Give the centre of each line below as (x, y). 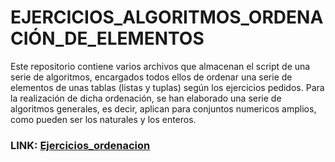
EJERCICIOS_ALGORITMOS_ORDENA (167, 17)
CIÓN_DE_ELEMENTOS (107, 38)
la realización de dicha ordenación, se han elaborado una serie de (146, 98)
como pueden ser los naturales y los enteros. (103, 119)
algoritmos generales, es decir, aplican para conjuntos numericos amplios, (163, 108)
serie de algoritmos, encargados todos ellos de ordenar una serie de (151, 77)
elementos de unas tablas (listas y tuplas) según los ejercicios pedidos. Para (167, 87)
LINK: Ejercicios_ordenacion (80, 145)
